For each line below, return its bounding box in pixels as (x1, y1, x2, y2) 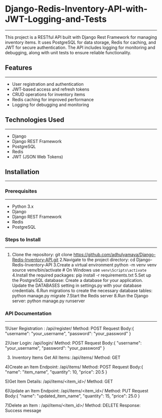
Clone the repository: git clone (12, 251, 72, 257)
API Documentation (5, 310, 52, 317)
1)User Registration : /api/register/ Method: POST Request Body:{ (5, 325, 134, 331)
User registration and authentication (12, 81, 84, 87)
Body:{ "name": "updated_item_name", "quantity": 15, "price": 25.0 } (5, 393, 140, 399)
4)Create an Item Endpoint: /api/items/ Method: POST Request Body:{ (5, 364, 144, 370)
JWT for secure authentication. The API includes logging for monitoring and (5, 45, 156, 50)
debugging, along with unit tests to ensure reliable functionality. (5, 49, 132, 55)
